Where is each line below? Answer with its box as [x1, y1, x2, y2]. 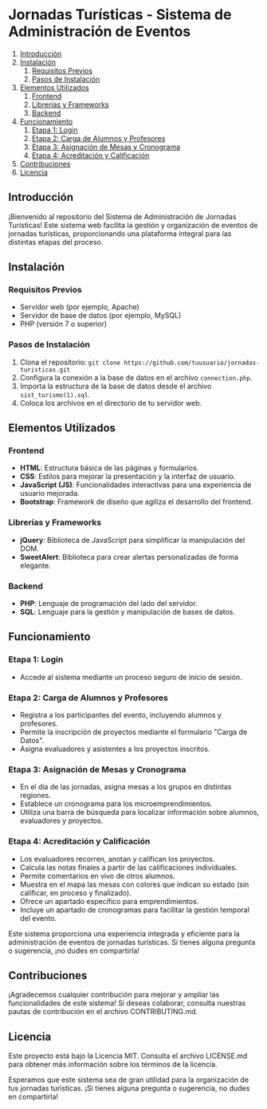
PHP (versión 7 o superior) [19, 319, 108, 328]
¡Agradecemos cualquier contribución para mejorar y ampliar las [8, 990, 220, 1000]
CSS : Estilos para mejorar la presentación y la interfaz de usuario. [19, 472, 236, 482]
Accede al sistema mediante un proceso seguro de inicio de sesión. [19, 672, 242, 682]
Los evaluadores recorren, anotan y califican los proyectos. [19, 854, 215, 863]
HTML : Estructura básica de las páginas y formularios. [19, 463, 199, 473]
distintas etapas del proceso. [8, 237, 104, 246]
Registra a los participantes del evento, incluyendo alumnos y [19, 710, 222, 719]
